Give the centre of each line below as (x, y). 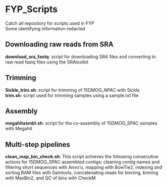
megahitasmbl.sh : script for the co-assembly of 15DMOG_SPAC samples (81, 123)
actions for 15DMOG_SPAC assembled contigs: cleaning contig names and (82, 162)
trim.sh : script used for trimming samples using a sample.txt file (72, 95)
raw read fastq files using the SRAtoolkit (47, 62)
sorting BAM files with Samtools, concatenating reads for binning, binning (82, 173)
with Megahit (19, 129)
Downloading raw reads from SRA (59, 45)
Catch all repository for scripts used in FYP (50, 23)
